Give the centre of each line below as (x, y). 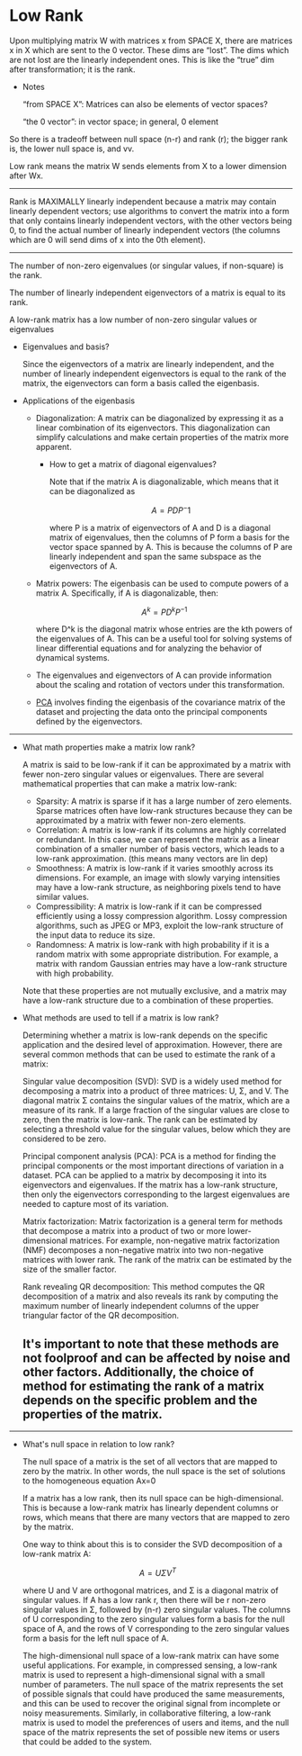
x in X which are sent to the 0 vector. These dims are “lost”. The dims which (149, 50)
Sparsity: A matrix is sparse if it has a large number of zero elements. (164, 801)
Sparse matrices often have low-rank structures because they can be (164, 811)
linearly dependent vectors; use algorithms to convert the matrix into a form (150, 211)
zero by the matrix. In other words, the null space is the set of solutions (154, 1472)
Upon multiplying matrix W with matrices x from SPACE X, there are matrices (151, 41)
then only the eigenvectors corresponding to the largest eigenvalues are (156, 1194)
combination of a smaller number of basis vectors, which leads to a (160, 849)
